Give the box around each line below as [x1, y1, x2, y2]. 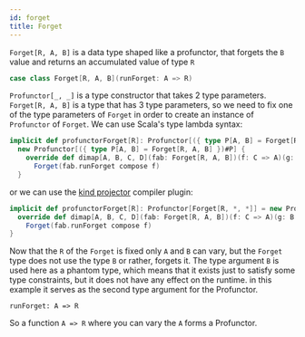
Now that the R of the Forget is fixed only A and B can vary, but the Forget [9, 246, 283, 256]
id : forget [9, 13, 51, 23]
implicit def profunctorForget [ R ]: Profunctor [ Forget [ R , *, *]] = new [9, 204, 282, 213]
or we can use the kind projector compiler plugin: [9, 187, 193, 197]
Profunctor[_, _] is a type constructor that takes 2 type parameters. [9, 90, 267, 101]
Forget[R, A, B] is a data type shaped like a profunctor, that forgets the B [9, 46, 284, 57]
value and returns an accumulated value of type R [9, 56, 195, 67]
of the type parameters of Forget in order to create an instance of [9, 110, 254, 120]
